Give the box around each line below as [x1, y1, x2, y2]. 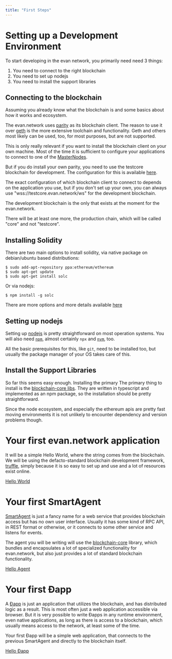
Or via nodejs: [5, 283, 35, 289]
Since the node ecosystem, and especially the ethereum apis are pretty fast [5, 406, 165, 412]
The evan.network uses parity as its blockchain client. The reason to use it [5, 122, 163, 128]
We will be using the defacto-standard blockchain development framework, [5, 457, 165, 463]
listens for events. [5, 529, 43, 535]
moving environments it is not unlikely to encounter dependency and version [5, 411, 167, 417]
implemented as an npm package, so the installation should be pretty [5, 391, 151, 397]
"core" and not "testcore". [5, 221, 60, 227]
